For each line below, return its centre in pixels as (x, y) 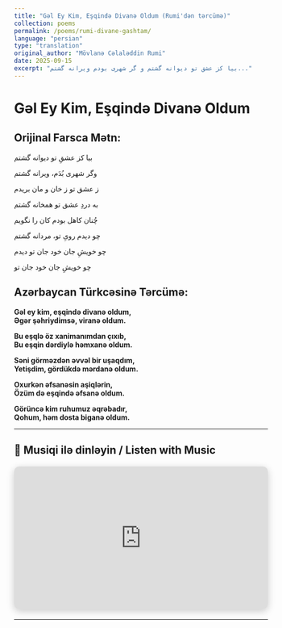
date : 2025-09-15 (43, 61)
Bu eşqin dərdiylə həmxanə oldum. (73, 345)
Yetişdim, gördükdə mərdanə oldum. (76, 369)
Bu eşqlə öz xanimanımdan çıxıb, (70, 336)
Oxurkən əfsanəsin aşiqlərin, (63, 384)
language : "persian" (49, 38)
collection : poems (45, 23)
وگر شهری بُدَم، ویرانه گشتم (56, 173)
